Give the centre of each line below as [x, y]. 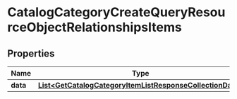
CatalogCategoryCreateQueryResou [116, 12]
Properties [31, 53]
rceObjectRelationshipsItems [95, 27]
